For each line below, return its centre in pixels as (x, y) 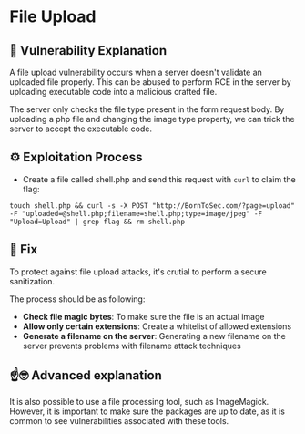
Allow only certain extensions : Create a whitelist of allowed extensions (157, 326)
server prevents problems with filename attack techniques (132, 346)
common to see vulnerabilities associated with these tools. (119, 421)
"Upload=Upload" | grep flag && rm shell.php (97, 222)
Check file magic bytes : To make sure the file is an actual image (143, 316)
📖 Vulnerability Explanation (88, 51)
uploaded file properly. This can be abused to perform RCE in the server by (150, 82)
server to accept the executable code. (81, 129)
